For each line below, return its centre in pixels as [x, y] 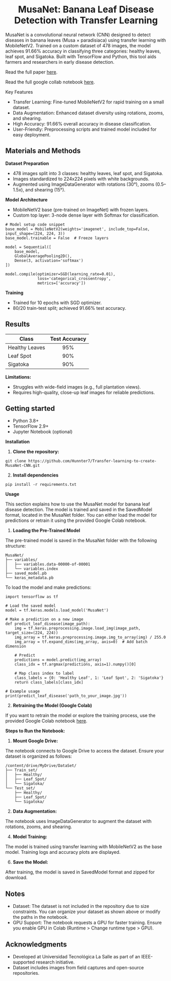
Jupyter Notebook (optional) [42, 432]
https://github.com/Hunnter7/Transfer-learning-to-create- [92, 461]
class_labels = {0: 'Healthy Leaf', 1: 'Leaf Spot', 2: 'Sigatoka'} [89, 678]
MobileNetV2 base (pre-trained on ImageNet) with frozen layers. [81, 209]
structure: [16, 546]
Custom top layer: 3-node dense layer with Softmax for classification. [86, 215]
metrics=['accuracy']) [62, 283]
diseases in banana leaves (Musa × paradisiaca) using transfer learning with [86, 40]
